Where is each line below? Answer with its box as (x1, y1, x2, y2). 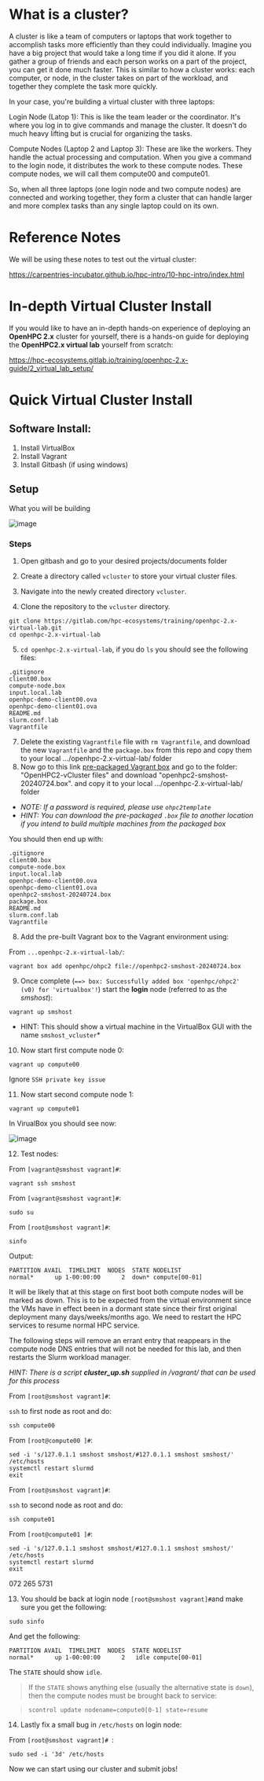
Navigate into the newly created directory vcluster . (20, 586, 187, 596)
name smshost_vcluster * (20, 1030, 101, 1039)
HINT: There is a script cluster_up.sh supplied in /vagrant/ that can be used (9, 1368, 256, 1377)
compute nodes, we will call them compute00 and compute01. (9, 169, 211, 178)
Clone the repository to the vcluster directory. (20, 601, 170, 611)
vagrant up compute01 (9, 1104, 80, 1113)
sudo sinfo (9, 1618, 45, 1625)
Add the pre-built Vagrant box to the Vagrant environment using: (20, 931, 229, 941)
